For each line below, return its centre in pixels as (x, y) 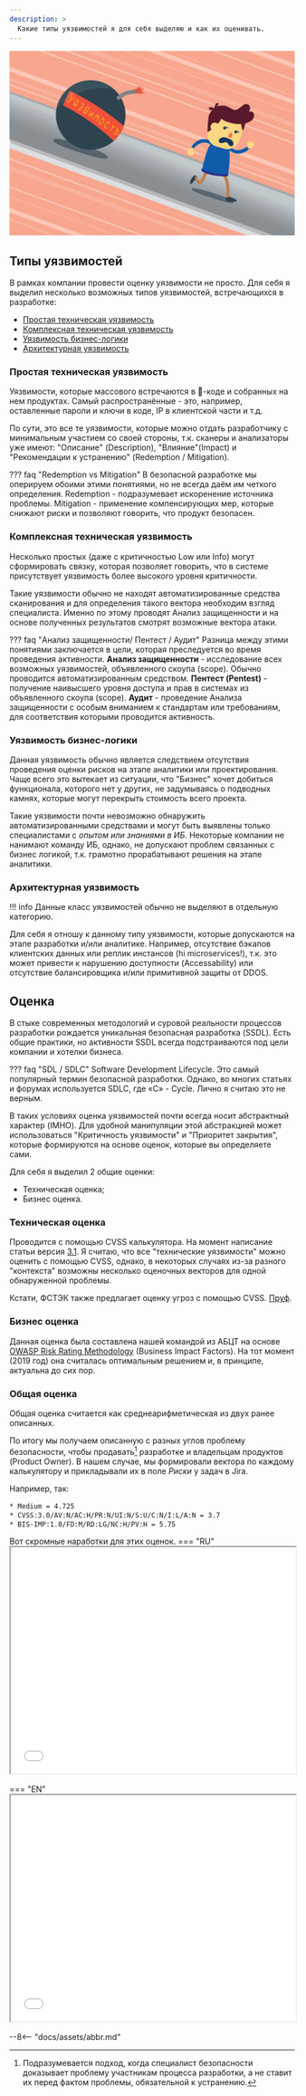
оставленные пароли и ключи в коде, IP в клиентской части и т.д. (136, 411)
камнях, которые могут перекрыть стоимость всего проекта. (128, 799)
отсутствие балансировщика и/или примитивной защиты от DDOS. (139, 972)
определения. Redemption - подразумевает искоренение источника (142, 494)
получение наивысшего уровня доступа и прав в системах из (129, 687)
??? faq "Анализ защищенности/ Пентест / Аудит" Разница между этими (149, 639)
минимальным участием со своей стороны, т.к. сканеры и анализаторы (149, 438)
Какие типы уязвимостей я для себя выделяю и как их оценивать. (141, 29)
